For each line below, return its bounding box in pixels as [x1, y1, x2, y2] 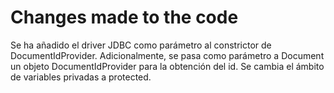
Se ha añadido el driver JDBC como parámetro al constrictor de [10, 39, 272, 51]
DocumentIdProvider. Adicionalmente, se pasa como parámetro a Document [10, 49, 325, 61]
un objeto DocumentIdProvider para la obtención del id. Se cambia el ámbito [10, 60, 325, 72]
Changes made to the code [10, 6, 239, 29]
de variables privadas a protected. [10, 71, 152, 83]
